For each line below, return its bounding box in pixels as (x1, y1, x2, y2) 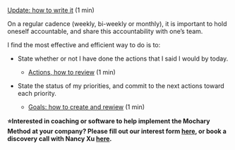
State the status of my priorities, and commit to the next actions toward (17, 82, 224, 90)
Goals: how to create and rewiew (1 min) (28, 103, 145, 111)
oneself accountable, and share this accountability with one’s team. (7, 27, 203, 35)
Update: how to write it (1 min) (7, 6, 95, 14)
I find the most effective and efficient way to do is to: (7, 41, 161, 49)
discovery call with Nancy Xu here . (7, 135, 112, 143)
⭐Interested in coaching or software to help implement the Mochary (7, 117, 210, 125)
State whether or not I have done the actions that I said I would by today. (17, 54, 229, 63)
